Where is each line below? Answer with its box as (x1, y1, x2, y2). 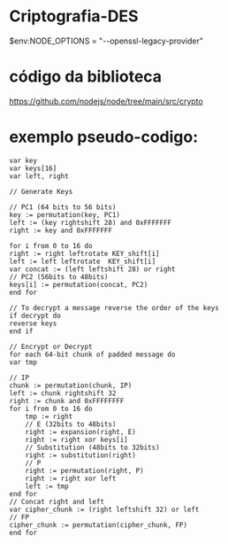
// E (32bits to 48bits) (25, 419, 117, 429)
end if (9, 326, 34, 336)
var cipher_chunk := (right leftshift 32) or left (9, 505, 200, 514)
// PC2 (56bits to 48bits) (9, 272, 109, 281)
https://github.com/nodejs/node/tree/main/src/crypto (9, 96, 203, 106)
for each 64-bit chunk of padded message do (9, 350, 176, 359)
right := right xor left (25, 474, 117, 483)
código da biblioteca (9, 66, 162, 87)
